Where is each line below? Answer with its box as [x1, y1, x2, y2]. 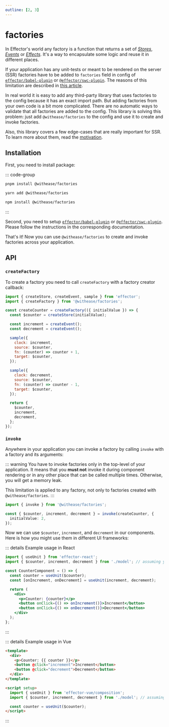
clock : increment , [14, 340, 53, 345]
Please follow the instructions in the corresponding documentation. [5, 224, 144, 230]
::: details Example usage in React [5, 545, 75, 551]
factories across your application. [5, 239, 74, 245]
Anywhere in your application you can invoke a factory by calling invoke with [5, 446, 164, 452]
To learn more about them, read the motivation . [5, 134, 103, 140]
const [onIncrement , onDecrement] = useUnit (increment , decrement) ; [10, 578, 156, 583]
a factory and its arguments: [5, 451, 64, 457]
